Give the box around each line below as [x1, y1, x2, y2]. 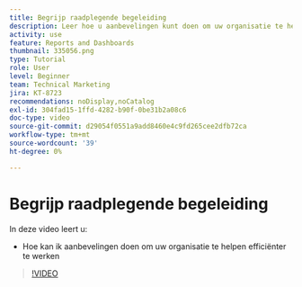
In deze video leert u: [9, 223, 88, 234]
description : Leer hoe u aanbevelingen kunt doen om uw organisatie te [9, 22, 283, 31]
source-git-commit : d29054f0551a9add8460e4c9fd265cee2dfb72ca [9, 122, 247, 131]
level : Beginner [9, 72, 70, 81]
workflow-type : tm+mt [9, 130, 91, 139]
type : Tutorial [9, 55, 67, 64]
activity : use [9, 30, 63, 39]
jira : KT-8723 [9, 88, 63, 97]
